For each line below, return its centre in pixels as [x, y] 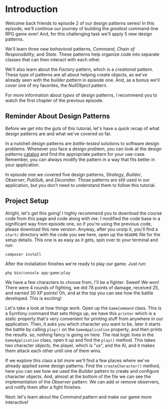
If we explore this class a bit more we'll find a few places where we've [77, 360]
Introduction [32, 9]
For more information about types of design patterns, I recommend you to [81, 95]
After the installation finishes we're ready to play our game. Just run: [76, 264]
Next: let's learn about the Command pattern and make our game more [78, 397]
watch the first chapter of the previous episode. [54, 100]
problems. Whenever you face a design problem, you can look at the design [83, 149]
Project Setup [27, 201]
